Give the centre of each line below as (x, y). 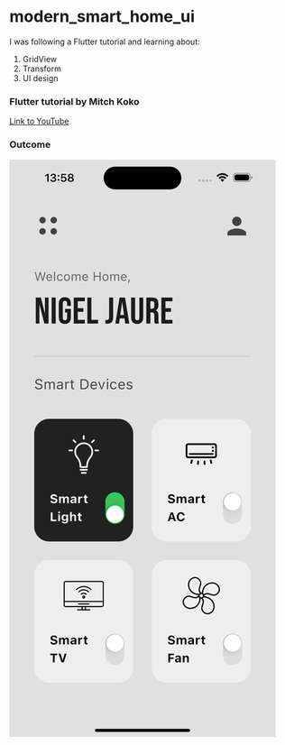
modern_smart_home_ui (102, 17)
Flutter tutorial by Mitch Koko (74, 101)
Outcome (30, 144)
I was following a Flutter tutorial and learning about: (105, 41)
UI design (40, 78)
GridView (40, 59)
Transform (41, 69)
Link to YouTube (39, 121)
